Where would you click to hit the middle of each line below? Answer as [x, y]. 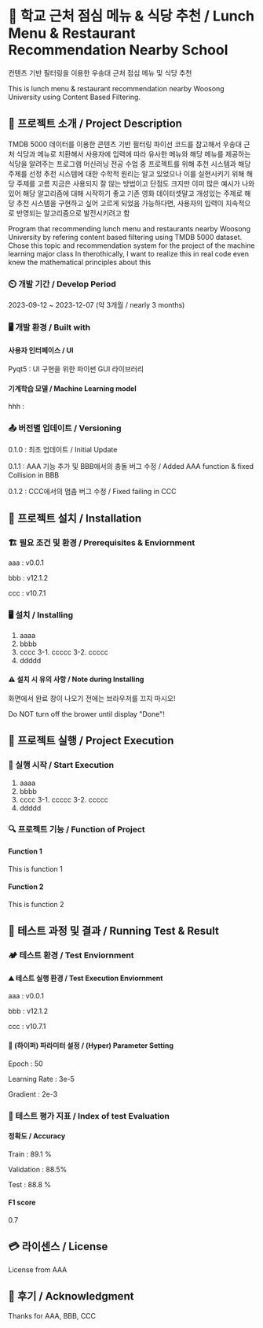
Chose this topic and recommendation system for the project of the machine [131, 245]
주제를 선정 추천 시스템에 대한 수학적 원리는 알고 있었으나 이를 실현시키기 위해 [126, 173]
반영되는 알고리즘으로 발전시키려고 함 [73, 212]
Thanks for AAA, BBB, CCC [52, 1315]
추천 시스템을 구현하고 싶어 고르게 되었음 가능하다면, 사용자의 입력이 [120, 203]
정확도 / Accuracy [37, 1136]
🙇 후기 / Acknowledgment [71, 1296]
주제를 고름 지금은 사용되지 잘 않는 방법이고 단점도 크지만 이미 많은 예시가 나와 [135, 183]
